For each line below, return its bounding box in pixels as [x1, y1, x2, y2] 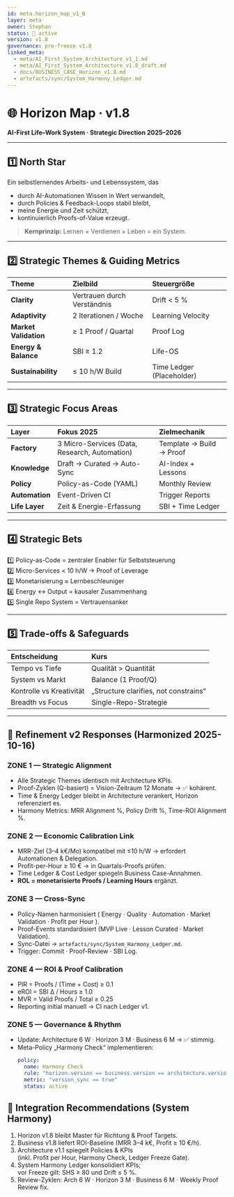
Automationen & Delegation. [17, 854, 98, 863]
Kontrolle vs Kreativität [10, 686, 85, 696]
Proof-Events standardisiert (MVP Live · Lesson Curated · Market [17, 925, 204, 933]
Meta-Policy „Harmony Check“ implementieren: [17, 1043, 154, 1052]
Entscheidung [10, 652, 58, 662]
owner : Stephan [7, 23, 52, 30]
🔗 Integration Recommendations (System [7, 1102, 189, 1114]
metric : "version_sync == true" [24, 1076, 118, 1083]
